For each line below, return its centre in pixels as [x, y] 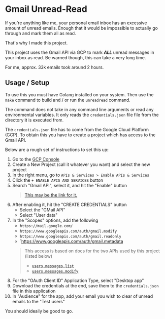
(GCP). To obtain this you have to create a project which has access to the [81, 135]
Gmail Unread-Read [46, 9]
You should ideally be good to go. [39, 311]
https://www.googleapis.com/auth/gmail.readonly [70, 236]
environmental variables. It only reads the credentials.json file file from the [82, 115]
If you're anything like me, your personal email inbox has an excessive [76, 23]
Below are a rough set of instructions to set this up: [57, 150]
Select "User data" [38, 215]
